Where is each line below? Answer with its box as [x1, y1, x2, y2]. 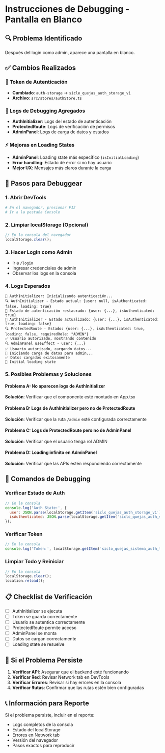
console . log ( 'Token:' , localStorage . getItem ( [5, 546, 100, 551]
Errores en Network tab [12, 732, 60, 738]
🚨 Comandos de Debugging [5, 475, 91, 483]
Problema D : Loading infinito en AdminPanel [5, 450, 97, 455]
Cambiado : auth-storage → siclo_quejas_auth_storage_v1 [12, 90, 131, 95]
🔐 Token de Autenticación [5, 79, 68, 86]
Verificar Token [5, 531, 43, 538]
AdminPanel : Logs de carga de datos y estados [12, 129, 109, 135]
